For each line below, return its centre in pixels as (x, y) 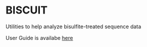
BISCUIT (27, 10)
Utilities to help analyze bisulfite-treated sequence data (73, 26)
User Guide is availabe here (39, 38)
